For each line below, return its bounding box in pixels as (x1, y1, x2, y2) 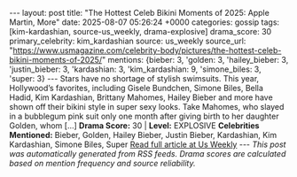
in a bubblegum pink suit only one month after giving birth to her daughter (9, 111, 279, 121)
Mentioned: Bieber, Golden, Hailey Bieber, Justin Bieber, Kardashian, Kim (9, 130, 277, 140)
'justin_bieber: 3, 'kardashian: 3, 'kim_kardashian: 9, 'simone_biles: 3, (9, 64, 262, 74)
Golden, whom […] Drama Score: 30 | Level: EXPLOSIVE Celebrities (9, 120, 260, 131)
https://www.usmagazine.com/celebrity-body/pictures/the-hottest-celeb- (12, 45, 282, 56)
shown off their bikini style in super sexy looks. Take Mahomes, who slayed (9, 102, 285, 112)
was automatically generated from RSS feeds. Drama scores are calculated (9, 149, 286, 158)
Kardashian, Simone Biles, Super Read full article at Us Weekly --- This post (9, 139, 286, 150)
